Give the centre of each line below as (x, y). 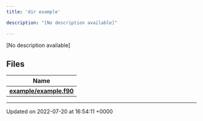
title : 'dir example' (34, 12)
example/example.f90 (42, 91)
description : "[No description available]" (62, 23)
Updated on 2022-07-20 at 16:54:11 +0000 (60, 111)
